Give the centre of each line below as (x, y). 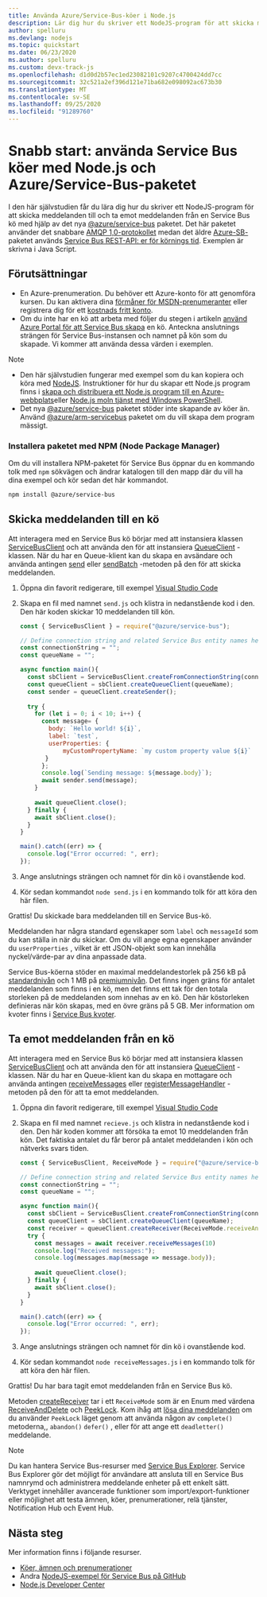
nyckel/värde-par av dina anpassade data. (77, 956)
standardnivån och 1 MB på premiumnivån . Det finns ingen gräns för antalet (132, 980)
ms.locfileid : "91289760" (51, 112)
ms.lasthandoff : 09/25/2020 (55, 104)
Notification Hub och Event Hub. (61, 1508)
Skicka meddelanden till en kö (84, 519)
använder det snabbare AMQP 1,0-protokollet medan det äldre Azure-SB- (128, 232)
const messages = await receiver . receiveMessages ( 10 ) (125, 1243)
